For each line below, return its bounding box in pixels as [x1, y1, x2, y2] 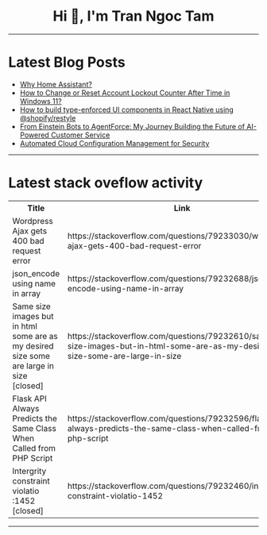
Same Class [12, 422, 57, 433]
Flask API [12, 393, 48, 404]
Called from [12, 442, 56, 453]
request [12, 245, 41, 256]
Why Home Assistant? [19, 79, 93, 89]
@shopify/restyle [19, 113, 76, 122]
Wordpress [12, 215, 53, 226]
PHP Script [12, 452, 53, 464]
